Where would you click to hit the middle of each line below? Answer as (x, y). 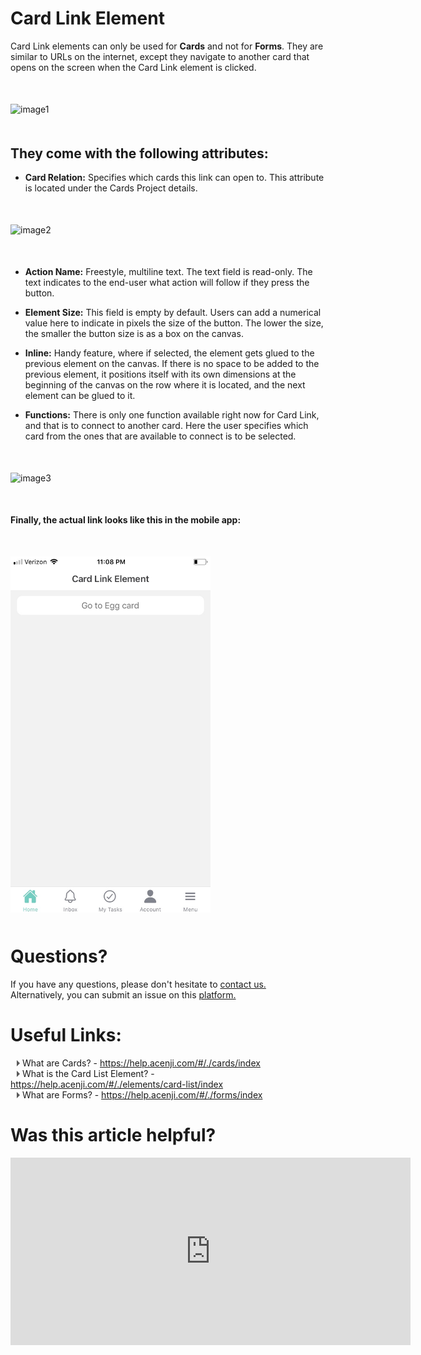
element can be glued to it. (80, 396)
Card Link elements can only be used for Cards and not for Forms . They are (167, 46)
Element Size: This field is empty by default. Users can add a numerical (173, 313)
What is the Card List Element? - (88, 1073)
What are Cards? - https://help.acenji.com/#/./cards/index (141, 1063)
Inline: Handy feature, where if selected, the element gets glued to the (169, 353)
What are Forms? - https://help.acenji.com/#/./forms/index (142, 1094)
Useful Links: (66, 1035)
